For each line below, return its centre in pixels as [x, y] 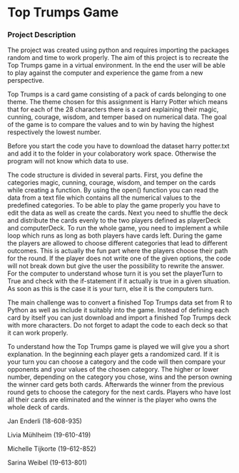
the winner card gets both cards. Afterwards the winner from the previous [116, 385]
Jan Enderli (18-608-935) [45, 421]
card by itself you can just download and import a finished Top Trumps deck [119, 317]
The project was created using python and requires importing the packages [118, 50]
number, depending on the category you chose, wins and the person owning [120, 377]
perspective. [26, 81]
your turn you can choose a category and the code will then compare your [117, 362]
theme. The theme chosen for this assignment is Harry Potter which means [118, 102]
